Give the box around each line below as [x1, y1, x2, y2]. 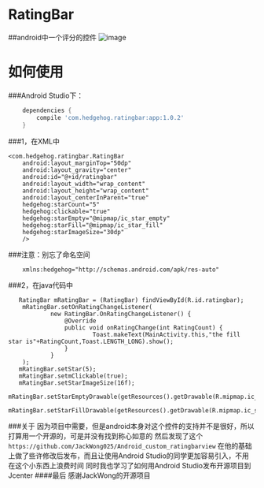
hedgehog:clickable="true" [22, 207, 111, 215]
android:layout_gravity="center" [22, 166, 132, 174]
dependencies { [22, 106, 72, 114]
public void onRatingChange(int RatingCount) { [64, 323, 223, 332]
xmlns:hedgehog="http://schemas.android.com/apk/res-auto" [22, 266, 220, 274]
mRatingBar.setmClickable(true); [18, 372, 128, 380]
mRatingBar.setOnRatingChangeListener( [22, 303, 153, 311]
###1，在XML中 [8, 136, 60, 146]
